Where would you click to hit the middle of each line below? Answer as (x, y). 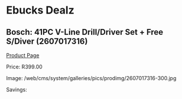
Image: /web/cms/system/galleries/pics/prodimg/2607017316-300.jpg (91, 78)
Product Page (23, 55)
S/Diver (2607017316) (47, 41)
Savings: (17, 90)
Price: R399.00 (24, 67)
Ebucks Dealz (40, 10)
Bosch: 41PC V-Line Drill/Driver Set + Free (85, 32)
